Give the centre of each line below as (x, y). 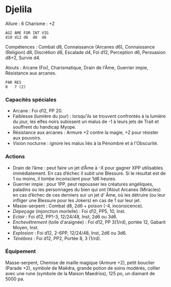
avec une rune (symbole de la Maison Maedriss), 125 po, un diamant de (80, 273)
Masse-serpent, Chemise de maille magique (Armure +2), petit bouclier (80, 262)
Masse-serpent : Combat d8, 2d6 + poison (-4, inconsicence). (78, 206)
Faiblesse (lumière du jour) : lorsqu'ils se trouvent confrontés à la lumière (89, 116)
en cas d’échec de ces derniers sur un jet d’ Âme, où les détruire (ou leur (89, 195)
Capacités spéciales (31, 100)
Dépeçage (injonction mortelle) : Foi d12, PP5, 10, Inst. (69, 211)
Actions (15, 157)
